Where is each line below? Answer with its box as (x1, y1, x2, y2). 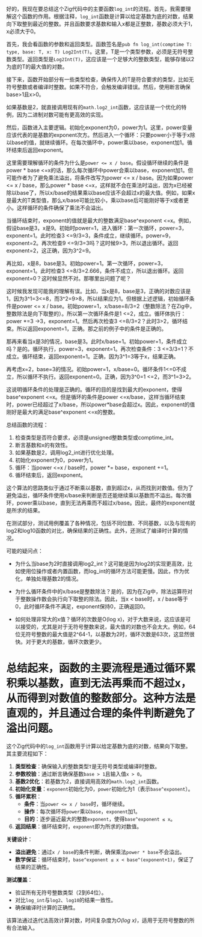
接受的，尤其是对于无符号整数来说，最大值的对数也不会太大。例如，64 (20, 623, 196, 630)
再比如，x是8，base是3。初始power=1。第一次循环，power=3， (6, 260, 167, 267)
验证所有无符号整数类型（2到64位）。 (14, 888, 107, 896)
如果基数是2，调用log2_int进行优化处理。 (14, 449, 117, 456)
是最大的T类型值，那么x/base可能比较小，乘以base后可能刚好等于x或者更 (6, 197, 189, 204)
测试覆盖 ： (6, 876, 33, 883)
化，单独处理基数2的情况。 (14, 575, 82, 582)
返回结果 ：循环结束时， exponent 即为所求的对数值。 (14, 822, 142, 830)
